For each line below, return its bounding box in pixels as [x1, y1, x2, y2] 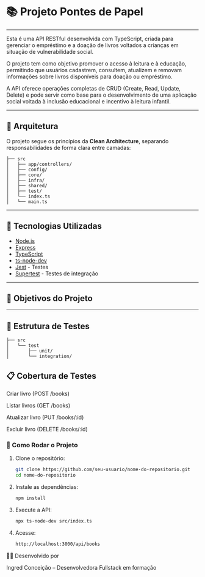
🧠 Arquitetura [6, 121, 59, 132]
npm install [15, 495, 46, 502]
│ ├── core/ [6, 172, 43, 178]
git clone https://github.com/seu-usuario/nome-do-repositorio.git [15, 466, 190, 473]
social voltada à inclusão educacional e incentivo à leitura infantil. [6, 97, 171, 105]
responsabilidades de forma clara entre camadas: [6, 144, 131, 151]
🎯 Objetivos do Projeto [6, 293, 93, 303]
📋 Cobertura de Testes [6, 371, 96, 381]
